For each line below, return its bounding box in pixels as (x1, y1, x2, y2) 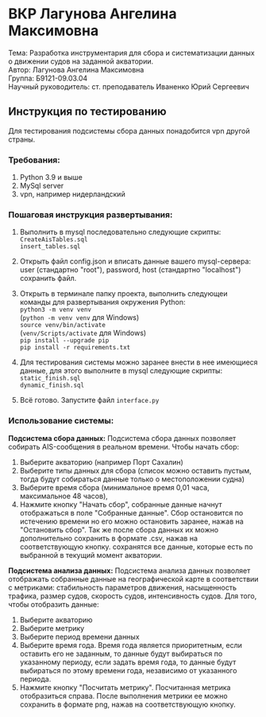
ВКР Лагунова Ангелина (8, 5, 177, 23)
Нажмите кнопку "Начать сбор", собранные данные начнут (19, 499, 222, 509)
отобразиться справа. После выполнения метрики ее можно (19, 691, 228, 700)
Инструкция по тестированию (8, 105, 167, 119)
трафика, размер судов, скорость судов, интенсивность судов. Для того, (8, 590, 257, 601)
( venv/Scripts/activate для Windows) (19, 328, 147, 338)
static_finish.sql (19, 375, 81, 383)
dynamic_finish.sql (19, 381, 85, 390)
